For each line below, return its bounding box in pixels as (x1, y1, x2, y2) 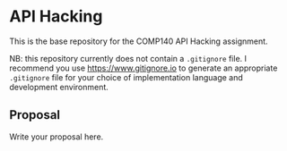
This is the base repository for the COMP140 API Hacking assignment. (9, 36, 268, 46)
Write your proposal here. (9, 131, 104, 142)
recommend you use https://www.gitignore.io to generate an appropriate (9, 63, 278, 73)
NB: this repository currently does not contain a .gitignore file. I (9, 53, 248, 63)
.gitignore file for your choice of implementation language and (9, 71, 244, 82)
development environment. (9, 81, 109, 92)
